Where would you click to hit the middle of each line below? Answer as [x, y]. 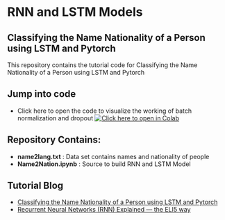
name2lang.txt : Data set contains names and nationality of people [113, 156]
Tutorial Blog [35, 186]
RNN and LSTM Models [75, 12]
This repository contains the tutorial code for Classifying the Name [102, 65]
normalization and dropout [55, 118]
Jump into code [42, 94]
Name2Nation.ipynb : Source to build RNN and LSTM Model [104, 164]
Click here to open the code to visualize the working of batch [105, 111]
